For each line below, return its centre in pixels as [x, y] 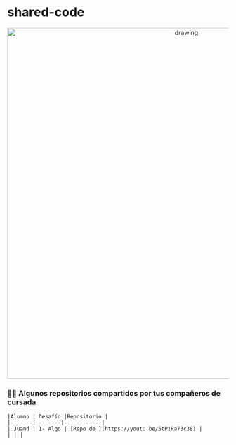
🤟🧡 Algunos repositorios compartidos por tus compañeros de [114, 393]
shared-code [46, 12]
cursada [22, 402]
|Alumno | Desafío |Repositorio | [58, 417]
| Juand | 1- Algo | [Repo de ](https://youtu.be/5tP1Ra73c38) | [105, 429]
